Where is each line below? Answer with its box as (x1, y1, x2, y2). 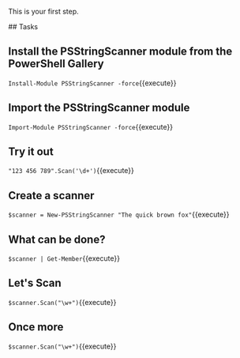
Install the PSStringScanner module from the (8, 45, 233, 58)
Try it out (8, 145, 54, 159)
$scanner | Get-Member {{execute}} (8, 254, 121, 263)
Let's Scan (8, 277, 62, 290)
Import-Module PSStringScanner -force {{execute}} (8, 122, 174, 131)
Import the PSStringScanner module (8, 101, 190, 115)
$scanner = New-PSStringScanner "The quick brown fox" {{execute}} (8, 209, 231, 220)
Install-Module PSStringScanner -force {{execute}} (8, 78, 177, 88)
